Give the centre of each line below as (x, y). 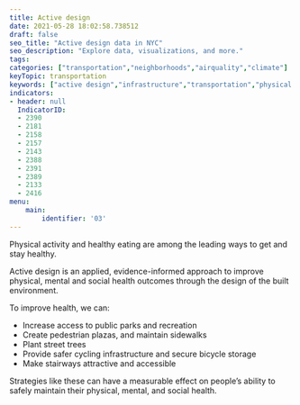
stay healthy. (33, 254)
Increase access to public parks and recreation (109, 325)
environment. (34, 290)
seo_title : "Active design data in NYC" (86, 43)
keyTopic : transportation (58, 76)
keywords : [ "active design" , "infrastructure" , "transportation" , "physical (151, 85)
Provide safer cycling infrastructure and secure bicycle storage (139, 354)
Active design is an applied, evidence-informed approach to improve (136, 271)
